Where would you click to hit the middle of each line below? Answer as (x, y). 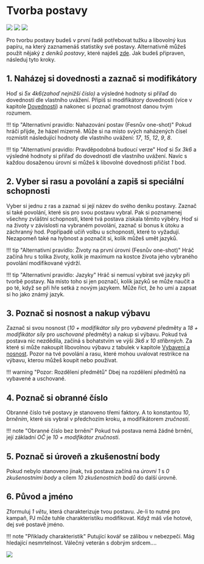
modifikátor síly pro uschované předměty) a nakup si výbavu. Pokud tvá (97, 334)
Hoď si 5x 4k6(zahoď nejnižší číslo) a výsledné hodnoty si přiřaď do (92, 93)
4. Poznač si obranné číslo (57, 398)
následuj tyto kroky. (31, 59)
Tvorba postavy (47, 11)
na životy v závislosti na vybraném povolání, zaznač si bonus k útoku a (95, 225)
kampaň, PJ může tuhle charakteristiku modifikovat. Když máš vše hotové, (100, 518)
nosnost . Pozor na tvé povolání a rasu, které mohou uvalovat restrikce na (98, 354)
